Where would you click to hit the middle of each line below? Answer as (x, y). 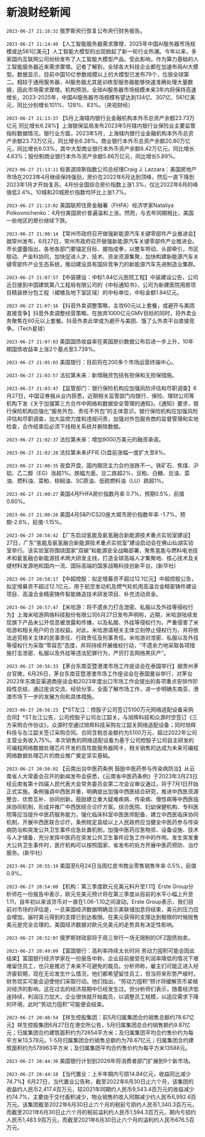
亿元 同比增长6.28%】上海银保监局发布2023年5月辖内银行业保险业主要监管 (101, 126)
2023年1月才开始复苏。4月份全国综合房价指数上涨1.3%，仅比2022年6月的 (100, 184)
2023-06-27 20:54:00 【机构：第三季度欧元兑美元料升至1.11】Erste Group (97, 886)
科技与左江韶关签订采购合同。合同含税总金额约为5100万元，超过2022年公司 (102, 732)
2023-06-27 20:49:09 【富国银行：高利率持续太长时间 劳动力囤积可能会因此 (101, 950)
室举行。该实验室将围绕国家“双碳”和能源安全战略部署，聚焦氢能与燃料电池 (100, 550)
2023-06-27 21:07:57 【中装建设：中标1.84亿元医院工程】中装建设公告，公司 (103, 277)
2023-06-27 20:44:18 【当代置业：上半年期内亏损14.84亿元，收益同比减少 (99, 1074)
